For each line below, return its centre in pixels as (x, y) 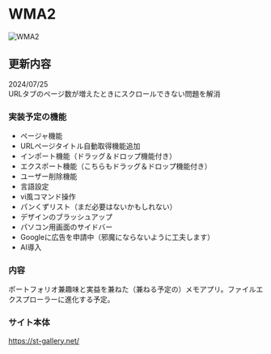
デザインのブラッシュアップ (66, 217)
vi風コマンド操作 (48, 197)
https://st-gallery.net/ (44, 340)
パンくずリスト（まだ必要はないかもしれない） (98, 207)
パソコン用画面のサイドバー (66, 227)
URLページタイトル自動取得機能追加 (80, 146)
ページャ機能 (41, 136)
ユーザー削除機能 (49, 177)
